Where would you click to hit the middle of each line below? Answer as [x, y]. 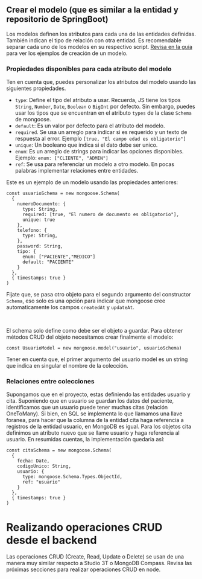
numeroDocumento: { [42, 204]
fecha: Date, [33, 461]
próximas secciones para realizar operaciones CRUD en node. [84, 569]
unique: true [39, 220]
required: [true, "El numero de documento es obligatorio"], [101, 215]
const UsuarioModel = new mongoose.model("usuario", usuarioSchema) [94, 348]
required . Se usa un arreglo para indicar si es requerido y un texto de [101, 132]
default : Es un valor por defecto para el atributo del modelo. [90, 126]
